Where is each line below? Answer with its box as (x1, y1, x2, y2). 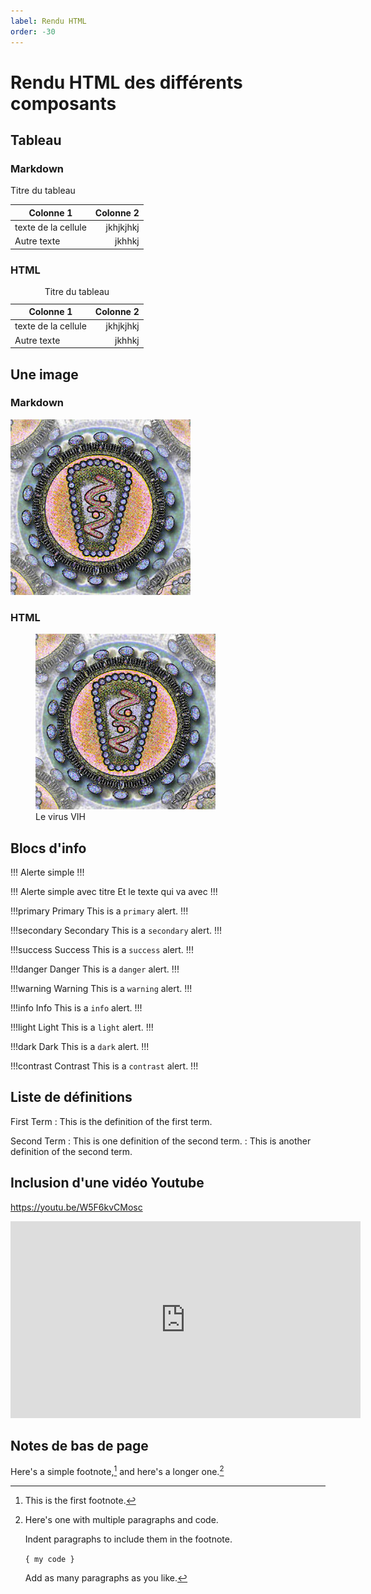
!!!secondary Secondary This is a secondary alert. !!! (10, 924, 223, 936)
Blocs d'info (10, 840, 87, 857)
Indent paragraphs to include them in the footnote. (24, 1533, 233, 1545)
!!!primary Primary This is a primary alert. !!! (10, 905, 189, 917)
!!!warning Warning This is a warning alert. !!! (10, 982, 193, 994)
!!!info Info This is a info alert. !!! (10, 1001, 143, 1014)
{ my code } (24, 1555, 75, 1565)
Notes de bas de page (10, 1437, 149, 1454)
